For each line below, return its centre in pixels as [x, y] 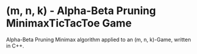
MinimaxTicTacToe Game [69, 23]
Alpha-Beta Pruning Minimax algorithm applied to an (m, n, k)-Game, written [98, 39]
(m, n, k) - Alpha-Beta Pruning [81, 11]
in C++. [15, 46]
